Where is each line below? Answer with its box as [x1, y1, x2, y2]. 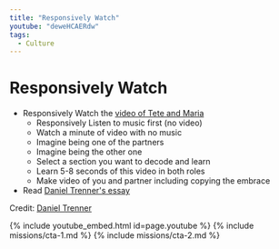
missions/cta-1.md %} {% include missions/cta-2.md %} [9, 230, 221, 241]
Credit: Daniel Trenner [9, 203, 93, 214]
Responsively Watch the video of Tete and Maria [22, 108, 204, 119]
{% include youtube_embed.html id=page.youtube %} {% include [9, 220, 254, 232]
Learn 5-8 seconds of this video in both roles [35, 165, 205, 177]
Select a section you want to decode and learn [35, 156, 211, 167]
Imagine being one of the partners [35, 137, 164, 148]
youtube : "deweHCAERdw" [9, 22, 100, 31]
